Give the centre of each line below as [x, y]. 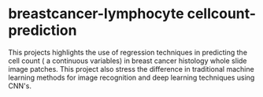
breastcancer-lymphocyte [96, 14]
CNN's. [20, 86]
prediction [43, 30]
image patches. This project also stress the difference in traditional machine [131, 69]
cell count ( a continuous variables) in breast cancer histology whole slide [128, 61]
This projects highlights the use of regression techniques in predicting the [128, 52]
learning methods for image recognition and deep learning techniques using [131, 77]
